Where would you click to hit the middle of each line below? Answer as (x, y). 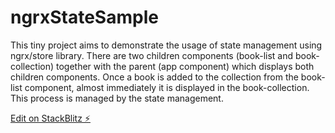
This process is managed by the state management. (117, 98)
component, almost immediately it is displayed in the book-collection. (167, 87)
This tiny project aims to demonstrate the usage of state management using (166, 45)
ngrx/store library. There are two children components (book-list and (152, 55)
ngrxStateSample (84, 17)
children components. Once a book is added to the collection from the (154, 77)
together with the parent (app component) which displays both (185, 66)
